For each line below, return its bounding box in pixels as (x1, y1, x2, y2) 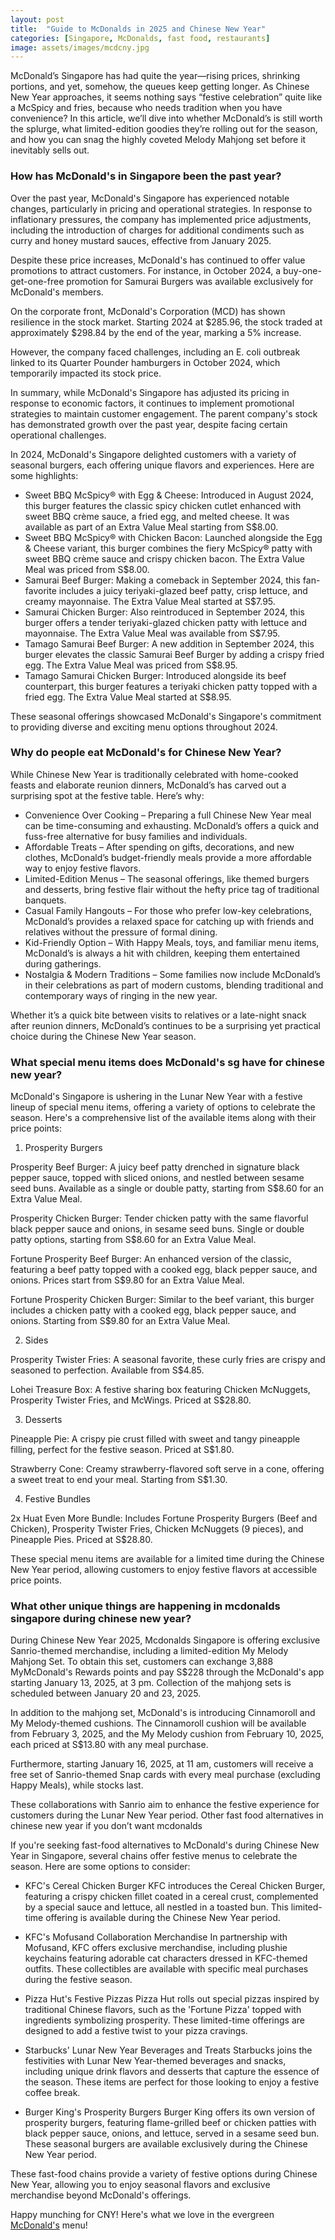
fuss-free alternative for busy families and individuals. (24, 830, 248, 842)
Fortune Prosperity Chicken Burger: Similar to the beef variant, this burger (10, 1294, 315, 1306)
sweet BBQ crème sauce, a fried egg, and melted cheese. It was (24, 510, 290, 522)
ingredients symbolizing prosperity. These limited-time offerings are (24, 2014, 305, 2026)
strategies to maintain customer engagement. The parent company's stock (10, 407, 318, 420)
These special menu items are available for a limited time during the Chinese (10, 1553, 325, 1565)
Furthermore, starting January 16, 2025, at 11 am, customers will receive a (10, 1758, 314, 1770)
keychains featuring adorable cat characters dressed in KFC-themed (24, 1952, 308, 1965)
